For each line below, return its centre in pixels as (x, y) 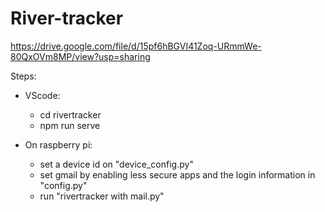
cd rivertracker (70, 114)
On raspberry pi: (58, 144)
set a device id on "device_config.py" (116, 164)
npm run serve (70, 125)
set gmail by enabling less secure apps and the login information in (177, 174)
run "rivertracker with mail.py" (102, 196)
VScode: (42, 95)
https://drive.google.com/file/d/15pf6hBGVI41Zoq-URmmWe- (136, 46)
